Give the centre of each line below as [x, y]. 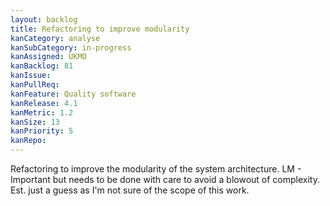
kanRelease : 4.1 [44, 103]
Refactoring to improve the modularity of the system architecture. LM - [156, 169]
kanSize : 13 [35, 122]
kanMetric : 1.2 [42, 112]
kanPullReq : [35, 85]
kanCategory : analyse [55, 38]
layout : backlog [44, 19]
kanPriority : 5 [42, 131]
